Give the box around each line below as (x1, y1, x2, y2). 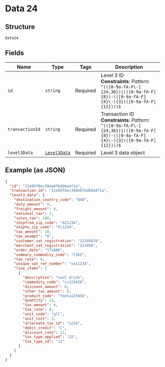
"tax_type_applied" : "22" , (23, 335, 78, 339)
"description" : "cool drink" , (23, 275, 84, 280)
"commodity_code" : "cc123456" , (23, 279, 87, 284)
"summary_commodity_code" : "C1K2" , (14, 252, 87, 257)
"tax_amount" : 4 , (23, 303, 58, 307)
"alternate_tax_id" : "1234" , (23, 321, 82, 326)
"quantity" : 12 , (23, 298, 56, 303)
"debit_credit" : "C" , (23, 325, 67, 330)
